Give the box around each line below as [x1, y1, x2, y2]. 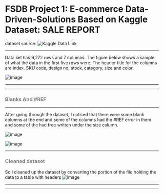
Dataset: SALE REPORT [5, 24, 101, 35]
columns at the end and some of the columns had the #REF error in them [5, 117, 151, 123]
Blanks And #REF [5, 96, 46, 102]
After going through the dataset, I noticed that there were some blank [5, 112, 144, 118]
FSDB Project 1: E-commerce [5, 3, 123, 15]
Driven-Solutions [5, 14, 76, 25]
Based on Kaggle [78, 14, 148, 25]
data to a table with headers [5, 174, 61, 180]
